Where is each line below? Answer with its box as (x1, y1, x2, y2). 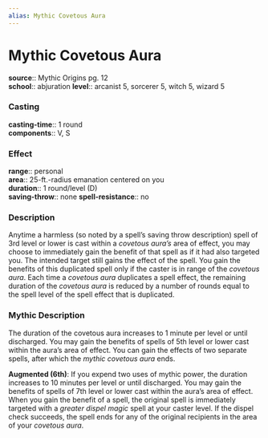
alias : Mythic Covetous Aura (8, 11, 106, 20)
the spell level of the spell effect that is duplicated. (8, 290, 175, 299)
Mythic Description (8, 310, 86, 321)
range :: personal (8, 166, 63, 176)
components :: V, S (8, 128, 71, 137)
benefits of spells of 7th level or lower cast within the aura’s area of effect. (8, 386, 254, 395)
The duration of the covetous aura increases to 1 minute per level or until (8, 328, 248, 338)
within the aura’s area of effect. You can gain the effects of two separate (8, 345, 247, 355)
